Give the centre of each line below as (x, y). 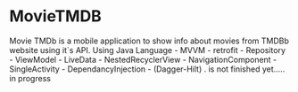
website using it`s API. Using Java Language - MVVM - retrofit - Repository (148, 50)
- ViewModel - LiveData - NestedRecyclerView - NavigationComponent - (143, 59)
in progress (30, 78)
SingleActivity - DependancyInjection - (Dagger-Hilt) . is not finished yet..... (147, 69)
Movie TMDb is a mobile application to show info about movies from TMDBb (149, 41)
